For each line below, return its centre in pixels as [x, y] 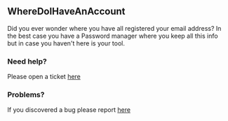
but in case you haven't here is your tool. [66, 43]
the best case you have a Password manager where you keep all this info [113, 36]
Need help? [27, 61]
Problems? [26, 95]
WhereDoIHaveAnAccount [66, 12]
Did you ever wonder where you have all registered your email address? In [114, 28]
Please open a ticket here [44, 77]
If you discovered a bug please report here [69, 110]
